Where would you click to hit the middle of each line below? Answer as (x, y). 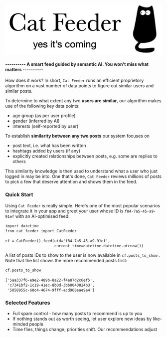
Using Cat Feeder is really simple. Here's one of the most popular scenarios (83, 205)
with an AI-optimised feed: (42, 216)
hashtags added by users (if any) (46, 151)
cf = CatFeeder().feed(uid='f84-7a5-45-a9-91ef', (58, 241)
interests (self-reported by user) (45, 126)
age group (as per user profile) (44, 116)
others (19, 162)
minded (20, 324)
